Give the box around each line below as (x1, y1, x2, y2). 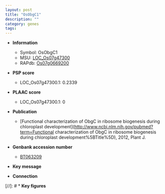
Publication (12, 109, 37, 115)
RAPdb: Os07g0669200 (19, 60, 69, 66)
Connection (12, 173, 37, 179)
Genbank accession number (12, 144, 72, 150)
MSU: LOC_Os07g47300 (19, 55, 70, 61)
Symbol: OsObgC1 (19, 50, 57, 56)
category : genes (5, 21, 39, 27)
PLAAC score (12, 89, 41, 95)
